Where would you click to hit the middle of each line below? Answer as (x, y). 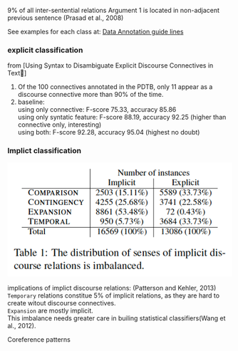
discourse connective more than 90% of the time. (90, 95)
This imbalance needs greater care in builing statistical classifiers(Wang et (117, 318)
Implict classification (45, 151)
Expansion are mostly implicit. (51, 311)
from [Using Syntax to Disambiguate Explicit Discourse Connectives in (110, 66)
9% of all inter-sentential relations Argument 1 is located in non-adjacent (113, 10)
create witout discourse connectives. (62, 303)
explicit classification (45, 50)
